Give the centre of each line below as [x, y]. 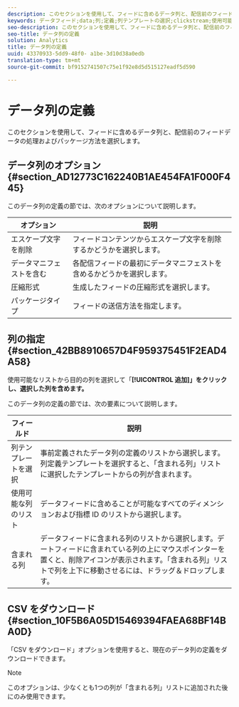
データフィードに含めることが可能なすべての [115, 504]
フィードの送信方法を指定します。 [129, 306]
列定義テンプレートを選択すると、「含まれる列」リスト [131, 464]
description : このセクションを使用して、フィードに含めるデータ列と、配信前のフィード [120, 14]
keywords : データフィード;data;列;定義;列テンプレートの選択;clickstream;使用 [115, 21]
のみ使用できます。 [41, 696]
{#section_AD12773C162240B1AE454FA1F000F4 [119, 176]
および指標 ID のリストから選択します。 [120, 515]
